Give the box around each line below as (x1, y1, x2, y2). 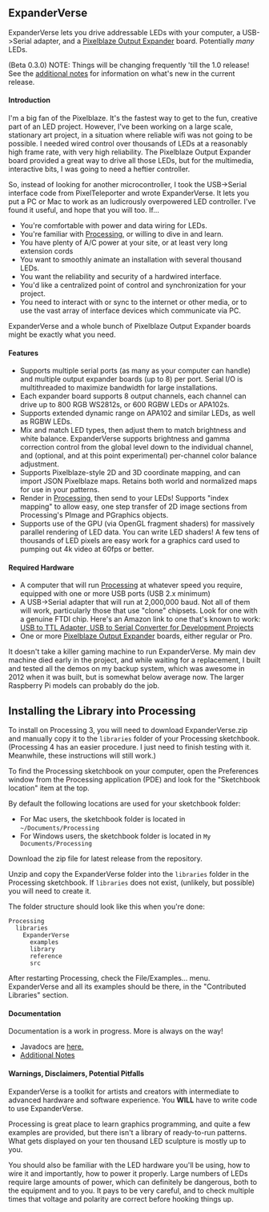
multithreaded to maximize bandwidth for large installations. (19, 383, 218, 393)
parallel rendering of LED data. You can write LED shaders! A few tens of (19, 527, 260, 537)
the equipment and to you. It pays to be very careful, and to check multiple (8, 1186, 255, 1195)
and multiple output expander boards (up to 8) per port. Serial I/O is (19, 374, 243, 384)
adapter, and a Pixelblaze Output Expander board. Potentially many (33, 36, 255, 46)
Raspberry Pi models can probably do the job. (8, 681, 160, 690)
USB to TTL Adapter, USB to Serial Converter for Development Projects (19, 623, 255, 633)
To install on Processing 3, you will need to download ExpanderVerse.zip (8, 726, 248, 735)
